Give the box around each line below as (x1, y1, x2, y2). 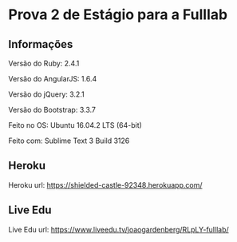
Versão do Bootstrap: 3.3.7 (8, 105, 96, 114)
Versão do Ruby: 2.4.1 (8, 58, 80, 68)
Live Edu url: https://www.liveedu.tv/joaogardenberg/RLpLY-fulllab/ (8, 224, 229, 234)
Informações (8, 38, 73, 51)
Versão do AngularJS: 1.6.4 (8, 74, 97, 83)
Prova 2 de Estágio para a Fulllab (8, 6, 228, 24)
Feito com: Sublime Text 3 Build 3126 (8, 136, 130, 145)
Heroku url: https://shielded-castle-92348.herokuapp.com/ (8, 180, 203, 189)
